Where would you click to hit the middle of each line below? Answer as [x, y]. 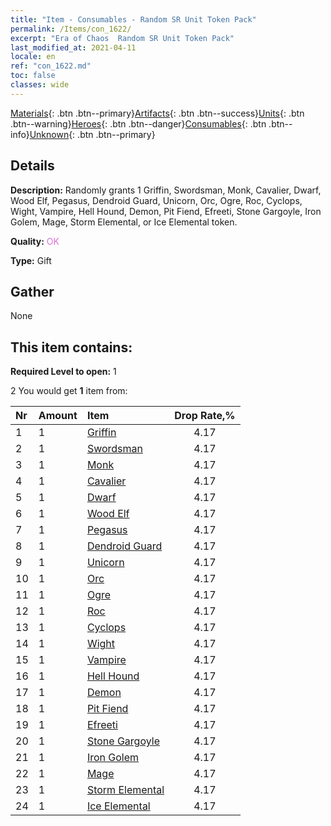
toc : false [33, 76]
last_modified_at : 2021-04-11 [73, 47]
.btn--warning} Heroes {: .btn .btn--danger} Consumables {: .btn [138, 123]
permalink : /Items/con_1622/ [71, 29]
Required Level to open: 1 [63, 372]
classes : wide [40, 85]
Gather [32, 291]
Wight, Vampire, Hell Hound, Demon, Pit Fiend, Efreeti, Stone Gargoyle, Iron [166, 211]
